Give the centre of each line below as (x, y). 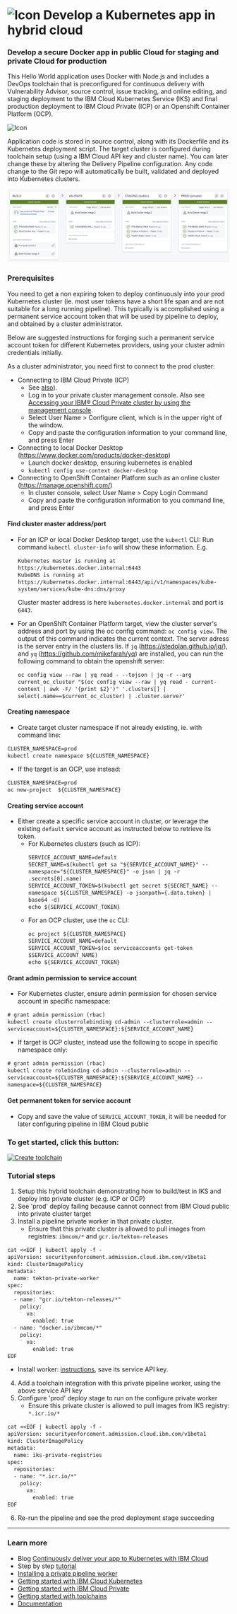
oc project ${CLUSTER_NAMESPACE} (77, 934)
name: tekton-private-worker (56, 1279)
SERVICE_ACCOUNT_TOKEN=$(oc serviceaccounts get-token (110, 948)
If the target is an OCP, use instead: (69, 769)
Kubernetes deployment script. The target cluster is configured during (109, 149)
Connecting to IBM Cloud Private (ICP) (73, 380)
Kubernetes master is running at (67, 561)
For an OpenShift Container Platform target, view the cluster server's (117, 623)
